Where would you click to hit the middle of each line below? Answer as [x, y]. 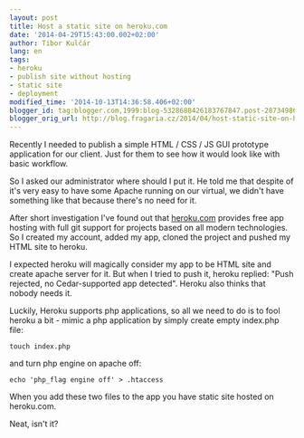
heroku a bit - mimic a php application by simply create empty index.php [144, 320]
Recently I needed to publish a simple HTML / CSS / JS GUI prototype [139, 145]
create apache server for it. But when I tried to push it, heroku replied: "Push [152, 274]
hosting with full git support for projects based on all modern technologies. [148, 228]
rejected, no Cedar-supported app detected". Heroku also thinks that [138, 284]
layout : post [34, 18]
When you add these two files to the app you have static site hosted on [142, 397]
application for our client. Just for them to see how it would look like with [145, 154]
